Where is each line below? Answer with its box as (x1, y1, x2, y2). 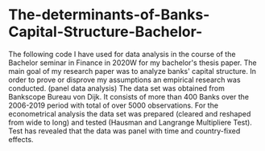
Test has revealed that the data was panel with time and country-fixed (8, 126, 241, 136)
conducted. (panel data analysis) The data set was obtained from (8, 83, 226, 93)
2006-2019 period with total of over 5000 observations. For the (8, 100, 219, 110)
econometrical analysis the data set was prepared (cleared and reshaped (8, 108, 251, 118)
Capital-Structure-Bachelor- (8, 22, 203, 41)
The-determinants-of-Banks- (8, 6, 210, 24)
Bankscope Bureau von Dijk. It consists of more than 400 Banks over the (8, 92, 250, 101)
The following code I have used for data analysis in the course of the (8, 49, 236, 59)
